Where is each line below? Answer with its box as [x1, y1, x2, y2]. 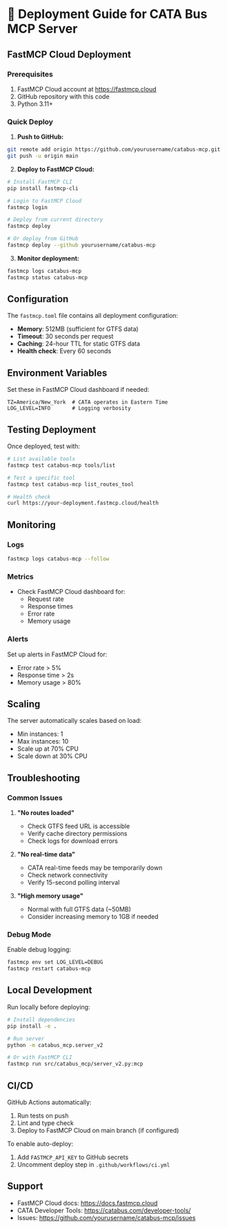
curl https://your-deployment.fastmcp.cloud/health [7, 500, 159, 507]
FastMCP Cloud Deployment [7, 48, 131, 60]
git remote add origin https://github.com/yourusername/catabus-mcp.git [7, 146, 221, 153]
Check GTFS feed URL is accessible [27, 822, 130, 830]
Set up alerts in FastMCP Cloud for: [7, 650, 108, 658]
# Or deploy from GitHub [7, 235, 79, 242]
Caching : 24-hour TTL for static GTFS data [17, 339, 140, 348]
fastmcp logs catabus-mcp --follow [7, 555, 110, 563]
